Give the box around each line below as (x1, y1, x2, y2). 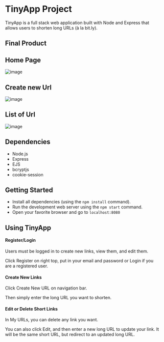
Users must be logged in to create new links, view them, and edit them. (5, 248, 148, 254)
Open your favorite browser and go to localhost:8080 (12, 209, 120, 215)
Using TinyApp (5, 224, 51, 232)
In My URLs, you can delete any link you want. (5, 317, 98, 323)
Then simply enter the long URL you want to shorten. (5, 295, 112, 301)
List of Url (5, 111, 36, 119)
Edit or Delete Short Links (5, 306, 58, 312)
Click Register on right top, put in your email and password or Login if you (5, 257, 154, 263)
